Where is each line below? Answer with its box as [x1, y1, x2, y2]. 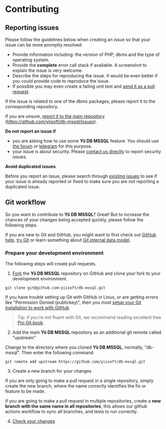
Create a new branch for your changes [12, 368, 92, 374]
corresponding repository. [5, 104, 59, 109]
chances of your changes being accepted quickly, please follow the [5, 216, 144, 222]
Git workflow [5, 198, 46, 207]
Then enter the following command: [21, 350, 94, 356]
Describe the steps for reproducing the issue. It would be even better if [12, 73, 158, 78]
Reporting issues [5, 23, 59, 32]
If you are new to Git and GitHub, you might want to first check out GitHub [5, 231, 157, 237]
